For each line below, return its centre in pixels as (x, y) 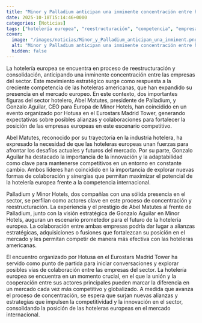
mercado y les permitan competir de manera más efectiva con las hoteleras (100, 239)
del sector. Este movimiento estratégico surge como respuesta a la (89, 81)
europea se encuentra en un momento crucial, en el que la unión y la (91, 276)
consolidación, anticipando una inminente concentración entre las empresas (101, 74)
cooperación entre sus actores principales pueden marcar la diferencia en (98, 282)
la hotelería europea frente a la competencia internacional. (79, 182)
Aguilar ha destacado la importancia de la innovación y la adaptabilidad (94, 157)
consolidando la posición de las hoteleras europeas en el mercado (88, 308)
